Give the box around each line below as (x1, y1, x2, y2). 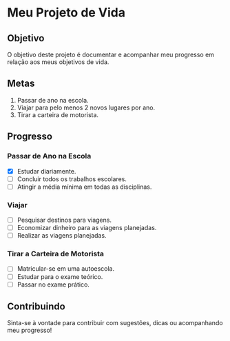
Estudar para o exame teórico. (17, 272, 103, 280)
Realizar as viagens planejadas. (17, 231, 107, 240)
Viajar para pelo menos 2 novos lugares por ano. (17, 103, 156, 112)
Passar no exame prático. (17, 280, 90, 289)
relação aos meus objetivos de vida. (7, 58, 109, 66)
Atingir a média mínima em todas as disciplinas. (17, 183, 152, 191)
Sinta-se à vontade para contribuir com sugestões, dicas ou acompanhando (7, 319, 223, 327)
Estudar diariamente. (17, 167, 76, 175)
